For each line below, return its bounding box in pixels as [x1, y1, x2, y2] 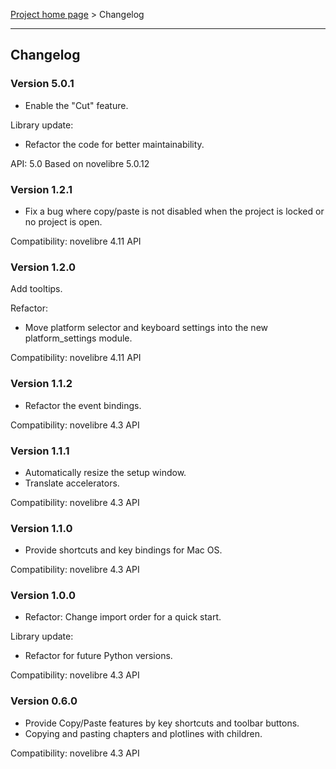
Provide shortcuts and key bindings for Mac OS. [24, 544, 223, 556]
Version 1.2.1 [10, 182, 73, 196]
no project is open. [24, 215, 103, 228]
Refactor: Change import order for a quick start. [24, 611, 222, 623]
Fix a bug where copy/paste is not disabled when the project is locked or [24, 205, 325, 217]
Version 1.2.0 [10, 260, 77, 274]
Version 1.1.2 [10, 377, 73, 391]
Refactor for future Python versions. [24, 650, 173, 662]
